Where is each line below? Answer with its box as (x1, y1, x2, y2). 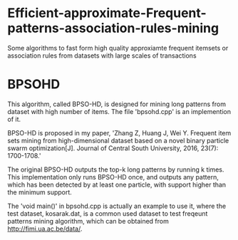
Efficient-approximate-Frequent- (7, 5, 207, 21)
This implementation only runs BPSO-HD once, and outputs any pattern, (7, 172, 219, 181)
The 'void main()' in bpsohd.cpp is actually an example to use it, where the (7, 202, 227, 210)
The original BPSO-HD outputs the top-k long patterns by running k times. (7, 165, 224, 174)
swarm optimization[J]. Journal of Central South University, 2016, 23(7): (7, 144, 219, 152)
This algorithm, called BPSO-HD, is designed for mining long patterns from (7, 100, 227, 108)
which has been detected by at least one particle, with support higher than (7, 180, 227, 189)
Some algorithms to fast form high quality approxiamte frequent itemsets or (7, 43, 229, 52)
